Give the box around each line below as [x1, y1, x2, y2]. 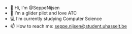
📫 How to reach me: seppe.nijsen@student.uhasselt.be [10, 23, 127, 29]
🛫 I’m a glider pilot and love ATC [10, 10, 77, 16]
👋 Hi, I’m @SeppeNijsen [10, 5, 60, 10]
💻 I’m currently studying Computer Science [10, 15, 102, 21]
